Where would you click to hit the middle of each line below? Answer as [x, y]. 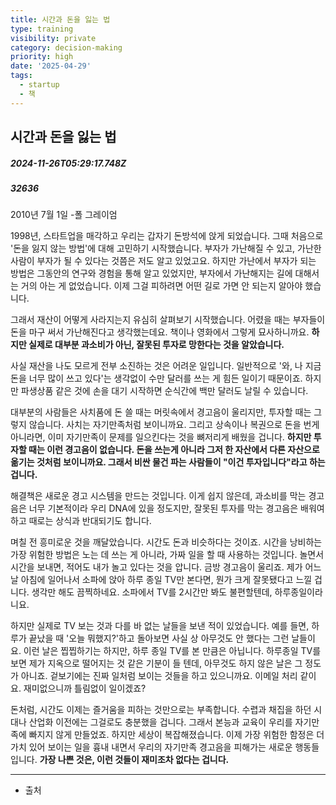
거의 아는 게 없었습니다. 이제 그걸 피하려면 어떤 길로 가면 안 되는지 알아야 [161, 286]
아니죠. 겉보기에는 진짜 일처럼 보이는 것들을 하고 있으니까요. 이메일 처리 [159, 676]
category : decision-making [66, 47]
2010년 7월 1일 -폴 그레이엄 [64, 215]
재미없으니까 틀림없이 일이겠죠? [85, 688]
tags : [21, 76]
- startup [39, 85]
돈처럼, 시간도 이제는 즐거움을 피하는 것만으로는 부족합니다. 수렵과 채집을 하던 [161, 710]
